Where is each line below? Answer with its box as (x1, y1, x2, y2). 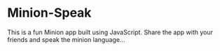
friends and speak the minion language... (7, 35, 125, 43)
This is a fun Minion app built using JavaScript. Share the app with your (7, 28, 214, 36)
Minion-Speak (7, 5, 92, 21)
